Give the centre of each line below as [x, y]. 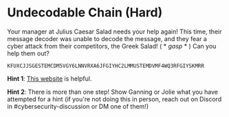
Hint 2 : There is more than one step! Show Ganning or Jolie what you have [113, 92]
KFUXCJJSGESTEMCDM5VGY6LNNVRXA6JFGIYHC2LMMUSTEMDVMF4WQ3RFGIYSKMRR [106, 66]
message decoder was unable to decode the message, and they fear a [107, 38]
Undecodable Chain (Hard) [85, 13]
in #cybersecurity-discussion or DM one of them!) [78, 106]
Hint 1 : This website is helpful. [50, 78]
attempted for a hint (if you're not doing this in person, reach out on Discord [115, 99]
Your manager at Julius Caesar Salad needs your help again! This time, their [115, 31]
